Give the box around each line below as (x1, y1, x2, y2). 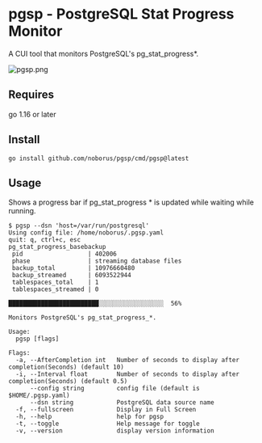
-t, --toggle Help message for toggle (15, 420, 200, 428)
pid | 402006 (11, 250, 117, 259)
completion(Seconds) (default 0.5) (8, 378, 128, 386)
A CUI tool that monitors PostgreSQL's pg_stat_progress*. (8, 49, 199, 58)
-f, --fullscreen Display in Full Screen (15, 406, 197, 414)
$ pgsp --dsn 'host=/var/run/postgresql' (8, 221, 150, 230)
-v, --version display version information (15, 427, 215, 435)
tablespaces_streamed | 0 (11, 285, 99, 293)
